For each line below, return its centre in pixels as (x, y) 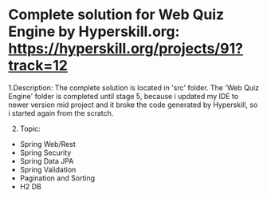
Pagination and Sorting (57, 178)
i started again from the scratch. (61, 113)
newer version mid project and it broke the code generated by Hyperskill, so (133, 105)
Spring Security (45, 152)
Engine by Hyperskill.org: (94, 32)
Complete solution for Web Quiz (116, 15)
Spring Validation (48, 169)
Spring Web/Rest (47, 144)
